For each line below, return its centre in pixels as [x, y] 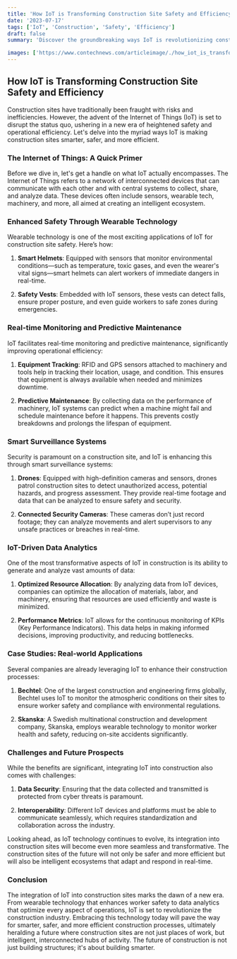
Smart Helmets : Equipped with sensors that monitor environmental [115, 258]
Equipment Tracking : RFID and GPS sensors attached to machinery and [122, 364]
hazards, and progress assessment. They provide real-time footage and [122, 493]
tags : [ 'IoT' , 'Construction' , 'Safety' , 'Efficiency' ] [91, 27]
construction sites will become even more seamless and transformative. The [118, 846]
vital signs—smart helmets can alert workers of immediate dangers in [118, 273]
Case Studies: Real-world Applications [75, 654]
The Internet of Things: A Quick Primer [75, 158]
